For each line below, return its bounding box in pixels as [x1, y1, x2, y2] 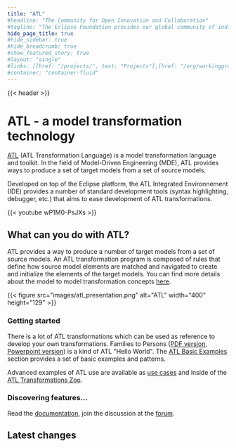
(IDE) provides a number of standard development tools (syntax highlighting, [7, 187, 229, 196]
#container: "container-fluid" [7, 69, 99, 76]
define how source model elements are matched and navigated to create [7, 262, 218, 271]
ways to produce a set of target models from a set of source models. [7, 166, 206, 174]
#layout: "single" [7, 56, 61, 63]
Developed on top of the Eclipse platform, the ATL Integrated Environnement [7, 180, 228, 188]
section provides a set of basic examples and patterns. [7, 354, 166, 363]
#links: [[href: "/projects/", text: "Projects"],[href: [7, 63, 178, 70]
